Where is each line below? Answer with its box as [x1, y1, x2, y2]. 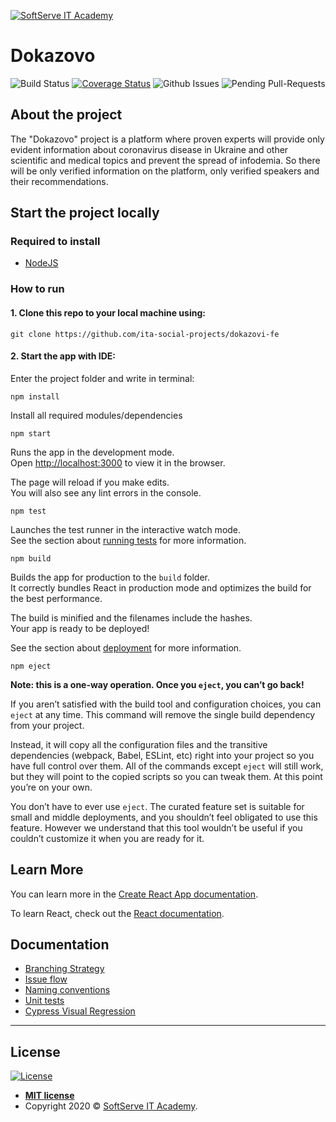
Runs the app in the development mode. [10, 446, 175, 458]
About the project [10, 106, 123, 124]
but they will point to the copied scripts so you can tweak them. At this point [10, 770, 323, 782]
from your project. [10, 719, 85, 731]
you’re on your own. [10, 781, 93, 793]
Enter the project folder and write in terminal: [10, 372, 195, 384]
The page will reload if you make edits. [10, 476, 170, 488]
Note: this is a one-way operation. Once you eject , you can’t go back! [10, 678, 305, 690]
